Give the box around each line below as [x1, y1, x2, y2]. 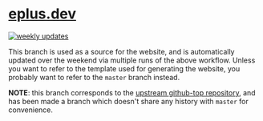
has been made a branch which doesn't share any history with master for [8, 96, 249, 106]
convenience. [8, 105, 54, 115]
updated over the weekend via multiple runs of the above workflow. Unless [8, 55, 256, 65]
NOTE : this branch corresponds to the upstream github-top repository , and [8, 87, 256, 97]
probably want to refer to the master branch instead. [8, 72, 180, 82]
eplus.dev [8, 5, 76, 23]
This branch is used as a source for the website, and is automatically [8, 46, 235, 56]
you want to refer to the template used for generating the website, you [8, 63, 241, 73]
